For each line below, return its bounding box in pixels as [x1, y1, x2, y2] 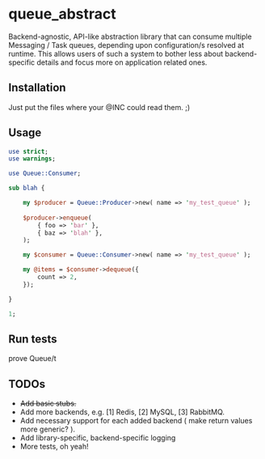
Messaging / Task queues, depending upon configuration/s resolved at [8, 40, 245, 49]
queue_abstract [8, 5, 117, 23]
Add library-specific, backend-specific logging [19, 433, 176, 443]
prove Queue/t [8, 354, 57, 363]
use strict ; [8, 147, 48, 155]
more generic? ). [19, 424, 75, 434]
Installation [8, 81, 66, 95]
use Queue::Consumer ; [8, 169, 82, 178]
